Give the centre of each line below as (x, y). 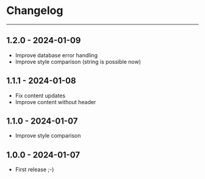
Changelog (35, 11)
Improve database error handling (56, 55)
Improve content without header (56, 102)
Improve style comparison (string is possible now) (78, 61)
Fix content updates (40, 96)
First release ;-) (34, 170)
